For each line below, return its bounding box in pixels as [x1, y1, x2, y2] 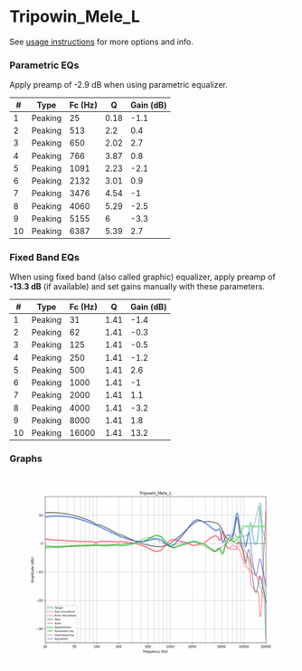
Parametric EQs [9, 59, 80, 71]
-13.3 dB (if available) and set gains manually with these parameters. [9, 281, 265, 292]
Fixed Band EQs [9, 250, 80, 263]
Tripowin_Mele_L [9, 6, 140, 27]
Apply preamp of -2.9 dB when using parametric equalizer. [9, 80, 229, 90]
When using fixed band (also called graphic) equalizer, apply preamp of [9, 271, 276, 282]
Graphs [9, 452, 42, 465]
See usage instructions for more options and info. [9, 36, 194, 47]
